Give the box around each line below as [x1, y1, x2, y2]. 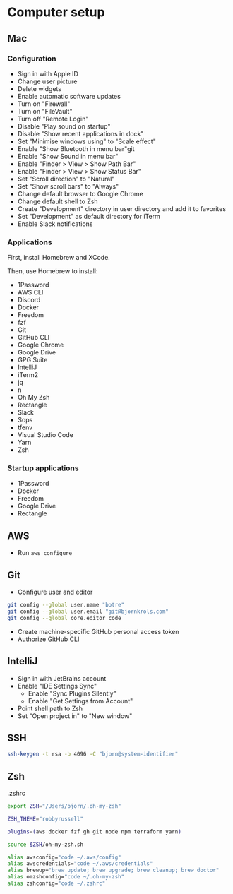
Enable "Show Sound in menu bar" [17, 152, 119, 160]
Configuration [7, 54, 56, 64]
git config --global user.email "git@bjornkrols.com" [7, 608, 169, 615]
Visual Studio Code [17, 431, 74, 439]
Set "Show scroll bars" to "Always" [17, 181, 119, 191]
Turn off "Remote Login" [17, 114, 89, 123]
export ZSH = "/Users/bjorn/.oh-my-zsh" [7, 803, 121, 810]
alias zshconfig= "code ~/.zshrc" [7, 880, 106, 887]
